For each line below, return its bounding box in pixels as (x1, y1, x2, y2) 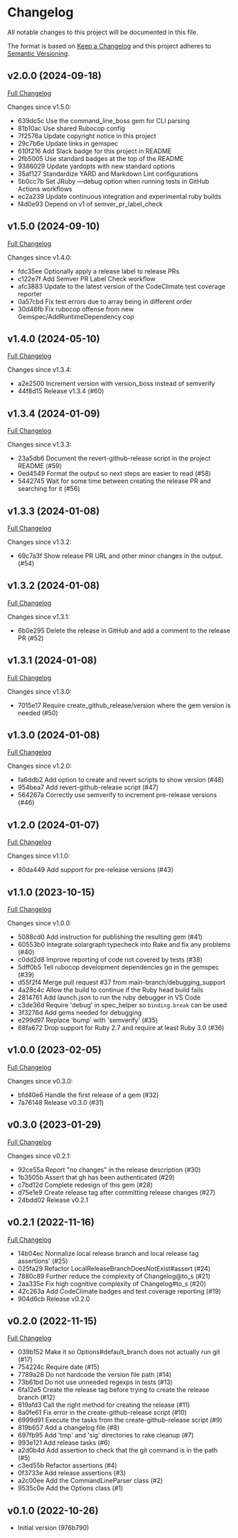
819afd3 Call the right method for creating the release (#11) (17, 1401, 190, 1409)
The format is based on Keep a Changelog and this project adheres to (7, 41, 212, 50)
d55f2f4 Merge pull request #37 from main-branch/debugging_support (17, 978, 226, 987)
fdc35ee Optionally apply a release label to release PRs (17, 266, 180, 275)
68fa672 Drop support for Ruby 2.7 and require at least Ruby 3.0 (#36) (17, 1024, 225, 1032)
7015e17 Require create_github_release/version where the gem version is (17, 701, 231, 710)
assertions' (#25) (17, 1257, 69, 1265)
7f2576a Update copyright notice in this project (17, 131, 156, 140)
